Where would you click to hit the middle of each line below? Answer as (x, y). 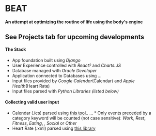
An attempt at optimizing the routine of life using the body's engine (74, 22)
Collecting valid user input (32, 102)
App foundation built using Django (46, 60)
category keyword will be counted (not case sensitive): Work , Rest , (79, 118)
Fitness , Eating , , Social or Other (44, 123)
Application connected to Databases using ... (57, 76)
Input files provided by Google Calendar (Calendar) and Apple (73, 81)
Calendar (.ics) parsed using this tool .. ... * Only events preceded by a (82, 113)
